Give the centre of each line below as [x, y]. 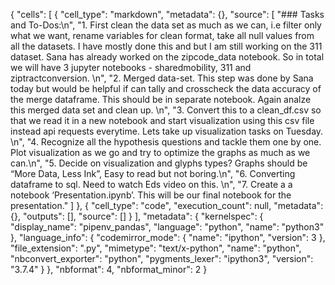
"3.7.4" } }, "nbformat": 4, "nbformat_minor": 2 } [109, 269]
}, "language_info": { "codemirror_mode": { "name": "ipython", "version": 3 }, [168, 237]
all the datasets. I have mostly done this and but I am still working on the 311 [166, 46]
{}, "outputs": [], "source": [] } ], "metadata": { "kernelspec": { [137, 216]
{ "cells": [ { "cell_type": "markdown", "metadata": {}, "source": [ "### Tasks [167, 14]
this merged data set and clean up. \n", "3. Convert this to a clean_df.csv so [166, 110]
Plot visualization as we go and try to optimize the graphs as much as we [160, 152]
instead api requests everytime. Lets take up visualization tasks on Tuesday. [167, 131]
